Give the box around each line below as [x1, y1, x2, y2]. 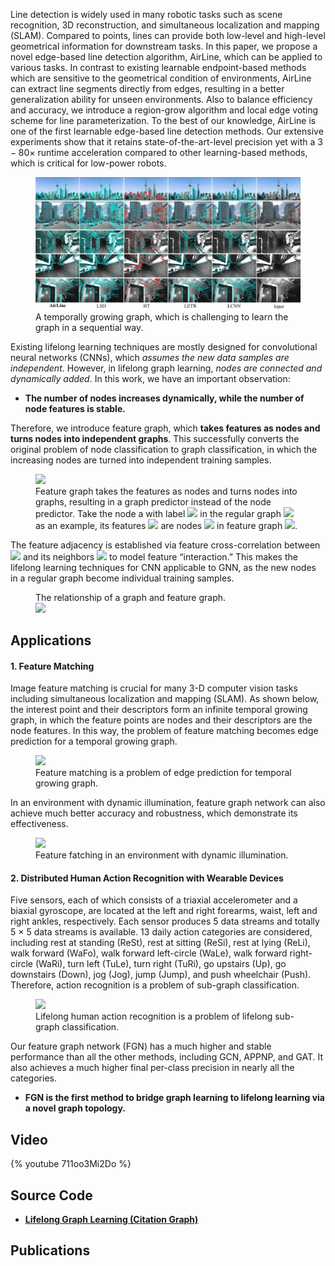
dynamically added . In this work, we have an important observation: [10, 372, 291, 384]
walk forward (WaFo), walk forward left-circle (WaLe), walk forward [10, 947, 288, 959]
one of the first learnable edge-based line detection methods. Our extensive [10, 125, 324, 137]
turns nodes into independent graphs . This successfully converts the [10, 432, 300, 444]
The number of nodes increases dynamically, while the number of [24, 392, 305, 404]
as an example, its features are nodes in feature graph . [35, 519, 298, 531]
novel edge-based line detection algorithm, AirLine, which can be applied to [10, 51, 323, 63]
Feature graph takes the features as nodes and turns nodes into [35, 485, 298, 497]
